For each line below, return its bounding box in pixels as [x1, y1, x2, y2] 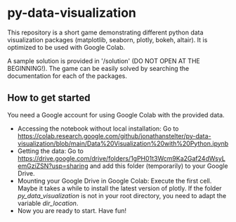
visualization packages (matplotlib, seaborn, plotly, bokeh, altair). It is [7, 35, 208, 44]
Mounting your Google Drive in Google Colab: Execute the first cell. [17, 176, 212, 185]
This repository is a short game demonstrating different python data [7, 28, 204, 37]
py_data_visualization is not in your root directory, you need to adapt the [17, 191, 227, 200]
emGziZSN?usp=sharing [17, 162, 88, 170]
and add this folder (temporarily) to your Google [89, 162, 228, 170]
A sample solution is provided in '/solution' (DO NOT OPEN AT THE [7, 56, 200, 65]
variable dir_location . [17, 199, 79, 207]
